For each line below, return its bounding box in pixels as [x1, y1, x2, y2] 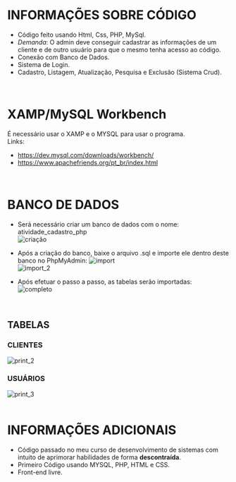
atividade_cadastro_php [17, 227, 87, 236]
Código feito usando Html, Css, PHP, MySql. [17, 30, 147, 39]
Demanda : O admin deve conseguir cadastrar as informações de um [17, 37, 217, 46]
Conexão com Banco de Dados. [17, 53, 110, 61]
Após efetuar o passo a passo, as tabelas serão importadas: [17, 277, 192, 286]
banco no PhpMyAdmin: [17, 256, 88, 265]
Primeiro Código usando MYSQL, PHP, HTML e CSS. [17, 460, 170, 469]
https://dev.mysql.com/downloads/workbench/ [17, 150, 154, 159]
